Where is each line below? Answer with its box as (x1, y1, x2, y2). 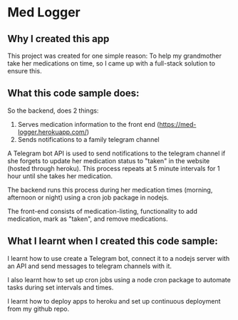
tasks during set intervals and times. (7, 283, 114, 291)
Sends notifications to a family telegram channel (17, 135, 160, 143)
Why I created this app (7, 33, 110, 45)
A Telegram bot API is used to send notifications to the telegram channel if (7, 149, 226, 158)
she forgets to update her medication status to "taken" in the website (7, 156, 210, 165)
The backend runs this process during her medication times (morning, (7, 185, 213, 194)
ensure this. (7, 67, 42, 75)
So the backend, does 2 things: (7, 106, 99, 115)
